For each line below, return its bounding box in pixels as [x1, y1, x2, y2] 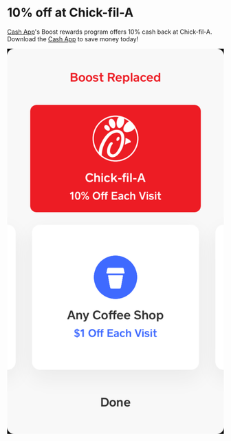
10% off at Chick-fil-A [7, 5, 134, 21]
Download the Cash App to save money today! [7, 34, 139, 43]
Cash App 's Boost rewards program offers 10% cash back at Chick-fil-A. [7, 28, 212, 36]
